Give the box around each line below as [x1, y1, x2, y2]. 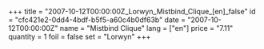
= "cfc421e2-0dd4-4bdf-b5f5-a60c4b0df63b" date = [8, 15, 186, 24]
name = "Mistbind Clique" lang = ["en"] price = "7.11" [59, 24, 234, 32]
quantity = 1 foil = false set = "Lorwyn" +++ [8, 32, 151, 41]
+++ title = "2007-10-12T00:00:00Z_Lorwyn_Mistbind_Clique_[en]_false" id [8, 7, 256, 16]
